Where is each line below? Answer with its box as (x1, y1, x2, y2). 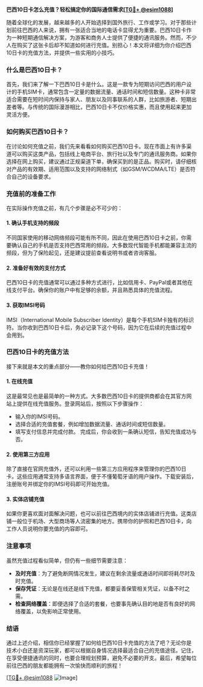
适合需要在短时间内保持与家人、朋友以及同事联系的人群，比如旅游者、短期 (6, 96, 192, 103)
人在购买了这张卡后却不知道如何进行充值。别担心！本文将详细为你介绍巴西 (6, 42, 192, 49)
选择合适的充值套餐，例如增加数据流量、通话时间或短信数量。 (14, 421, 169, 427)
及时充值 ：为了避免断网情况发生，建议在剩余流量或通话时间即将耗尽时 (14, 569, 190, 577)
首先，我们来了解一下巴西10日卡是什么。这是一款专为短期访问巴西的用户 (6, 81, 187, 88)
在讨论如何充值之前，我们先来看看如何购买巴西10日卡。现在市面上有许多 (6, 142, 187, 150)
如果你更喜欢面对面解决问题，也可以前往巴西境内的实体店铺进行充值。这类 (6, 510, 192, 517)
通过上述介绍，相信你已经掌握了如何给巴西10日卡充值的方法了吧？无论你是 (6, 639, 192, 646)
